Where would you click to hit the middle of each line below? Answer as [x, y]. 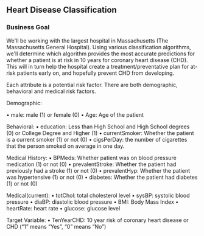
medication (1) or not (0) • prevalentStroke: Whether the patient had [91, 164]
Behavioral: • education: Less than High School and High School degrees [98, 127]
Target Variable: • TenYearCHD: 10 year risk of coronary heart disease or [97, 220]
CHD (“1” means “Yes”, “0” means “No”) [56, 226]
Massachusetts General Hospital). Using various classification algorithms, [99, 47]
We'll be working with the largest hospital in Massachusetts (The [87, 40]
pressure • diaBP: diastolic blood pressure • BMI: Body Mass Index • [93, 202]
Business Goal [28, 27]
